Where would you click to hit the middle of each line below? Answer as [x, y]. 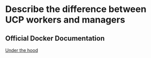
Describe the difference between [76, 9]
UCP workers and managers [65, 20]
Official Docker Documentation [55, 38]
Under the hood [22, 50]
